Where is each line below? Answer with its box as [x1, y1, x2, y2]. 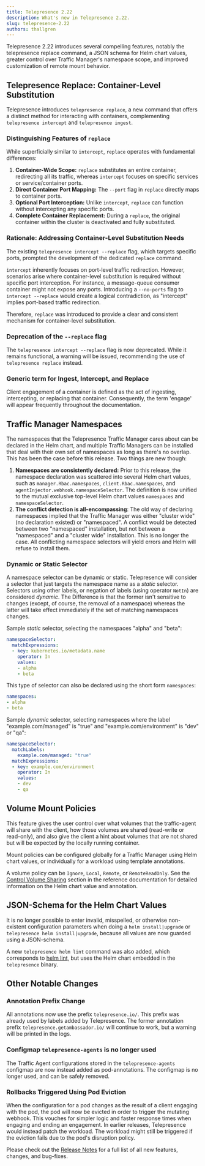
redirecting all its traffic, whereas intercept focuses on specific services [15, 173, 199, 181]
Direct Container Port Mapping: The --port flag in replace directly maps [15, 186, 199, 193]
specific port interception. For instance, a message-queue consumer [6, 279, 180, 286]
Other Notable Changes [6, 979, 99, 988]
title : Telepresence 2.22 [6, 9, 72, 15]
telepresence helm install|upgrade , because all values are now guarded [6, 929, 191, 936]
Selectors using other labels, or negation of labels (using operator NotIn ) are [6, 587, 199, 594]
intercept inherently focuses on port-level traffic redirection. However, [6, 266, 185, 273]
